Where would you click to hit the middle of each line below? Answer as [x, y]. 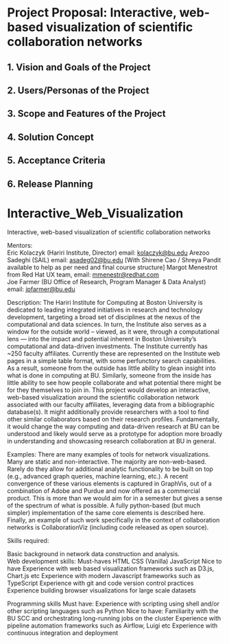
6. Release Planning [50, 184]
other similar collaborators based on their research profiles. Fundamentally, [113, 419]
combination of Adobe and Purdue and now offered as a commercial [104, 491]
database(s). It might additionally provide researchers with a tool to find [108, 412]
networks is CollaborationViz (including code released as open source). [108, 527]
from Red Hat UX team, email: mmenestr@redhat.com [83, 275]
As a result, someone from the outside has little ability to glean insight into [111, 368]
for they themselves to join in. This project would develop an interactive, [109, 390]
